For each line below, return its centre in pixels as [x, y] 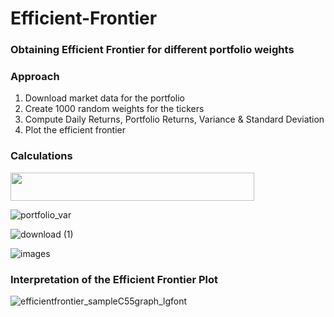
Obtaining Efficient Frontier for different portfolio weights [152, 50]
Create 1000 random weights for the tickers [114, 109]
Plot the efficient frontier [75, 130]
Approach [35, 77]
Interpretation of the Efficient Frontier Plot [114, 279]
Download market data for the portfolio [104, 98]
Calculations [41, 156]
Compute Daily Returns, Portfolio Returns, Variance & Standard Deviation [174, 119]
